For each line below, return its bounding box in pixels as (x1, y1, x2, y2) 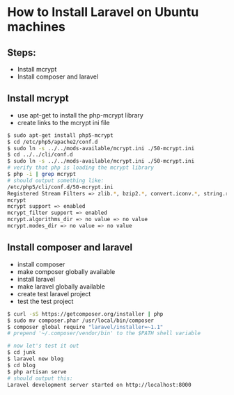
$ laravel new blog (7, 355, 64, 362)
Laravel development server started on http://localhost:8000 (7, 381, 192, 388)
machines (7, 19, 66, 35)
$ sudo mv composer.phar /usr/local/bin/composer (7, 317, 155, 324)
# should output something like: (7, 177, 104, 184)
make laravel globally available (17, 282, 106, 291)
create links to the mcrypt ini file (17, 118, 110, 127)
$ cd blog (7, 362, 36, 369)
